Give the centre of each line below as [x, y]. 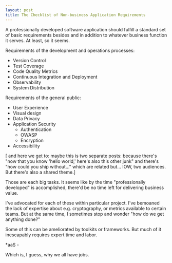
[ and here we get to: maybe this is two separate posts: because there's [81, 156]
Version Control [29, 60]
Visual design [27, 113]
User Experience [31, 107]
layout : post [19, 10]
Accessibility [26, 146]
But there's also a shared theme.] [41, 172]
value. [12, 193]
